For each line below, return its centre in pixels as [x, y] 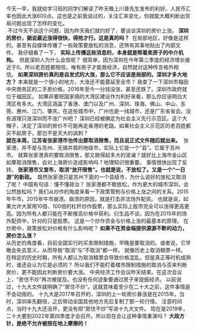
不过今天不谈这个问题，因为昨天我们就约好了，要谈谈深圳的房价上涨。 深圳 [98, 30]
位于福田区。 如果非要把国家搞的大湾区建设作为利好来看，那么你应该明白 [94, 96]
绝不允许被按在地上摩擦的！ [55, 323]
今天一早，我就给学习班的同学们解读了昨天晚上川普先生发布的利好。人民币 [96, 8]
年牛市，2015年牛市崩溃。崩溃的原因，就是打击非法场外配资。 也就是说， [95, 199]
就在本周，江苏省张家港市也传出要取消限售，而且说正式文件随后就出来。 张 [97, 140]
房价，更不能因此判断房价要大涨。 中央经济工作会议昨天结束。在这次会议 [94, 272]
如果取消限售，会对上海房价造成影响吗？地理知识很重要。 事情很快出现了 [94, 162]
